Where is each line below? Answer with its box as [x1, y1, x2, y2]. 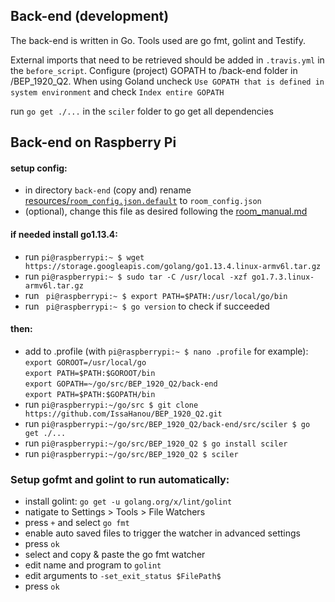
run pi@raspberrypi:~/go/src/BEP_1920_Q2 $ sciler [24, 447, 239, 459]
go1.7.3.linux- [251, 272, 315, 282]
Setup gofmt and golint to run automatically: [10, 472, 230, 486]
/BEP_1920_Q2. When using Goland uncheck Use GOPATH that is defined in [10, 75, 325, 87]
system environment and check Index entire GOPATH [10, 85, 225, 98]
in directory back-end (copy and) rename [24, 184, 192, 196]
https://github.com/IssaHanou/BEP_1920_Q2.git [24, 409, 223, 419]
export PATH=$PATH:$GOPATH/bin [24, 389, 156, 399]
